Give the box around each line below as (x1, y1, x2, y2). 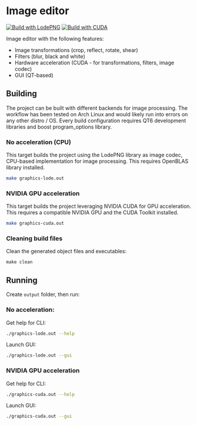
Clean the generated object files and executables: (6, 248, 127, 255)
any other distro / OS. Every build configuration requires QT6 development (6, 117, 186, 124)
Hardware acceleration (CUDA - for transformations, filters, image (14, 59, 175, 66)
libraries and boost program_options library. (6, 123, 112, 130)
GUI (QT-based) (14, 71, 54, 79)
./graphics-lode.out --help (6, 331, 75, 336)
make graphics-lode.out (6, 175, 65, 181)
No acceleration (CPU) (6, 138, 72, 146)
